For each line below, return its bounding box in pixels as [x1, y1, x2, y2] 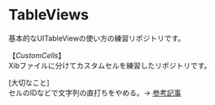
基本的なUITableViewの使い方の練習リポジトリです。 [8, 33, 186, 43]
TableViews [8, 6, 90, 24]
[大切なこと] [8, 78, 50, 87]
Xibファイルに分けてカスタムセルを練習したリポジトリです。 [8, 61, 212, 70]
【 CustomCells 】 [8, 50, 66, 60]
